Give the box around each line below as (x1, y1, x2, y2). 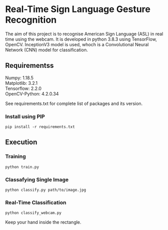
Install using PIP (5, 113, 45, 120)
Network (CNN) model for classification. (5, 47, 88, 53)
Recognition (5, 14, 57, 26)
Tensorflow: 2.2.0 (5, 85, 42, 91)
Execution (5, 138, 38, 147)
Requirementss (5, 61, 54, 70)
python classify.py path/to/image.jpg (5, 187, 86, 193)
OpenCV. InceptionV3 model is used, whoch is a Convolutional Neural (5, 41, 149, 47)
